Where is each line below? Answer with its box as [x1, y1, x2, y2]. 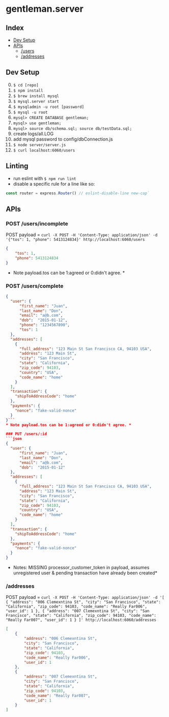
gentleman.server [6, 3, 83, 15]
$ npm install [13, 88, 43, 93]
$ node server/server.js [13, 142, 66, 147]
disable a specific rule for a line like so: [13, 181, 95, 187]
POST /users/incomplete [6, 220, 68, 227]
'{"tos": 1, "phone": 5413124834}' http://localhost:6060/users [6, 237, 145, 242]
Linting [6, 162, 29, 170]
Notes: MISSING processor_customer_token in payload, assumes [13, 565, 150, 571]
